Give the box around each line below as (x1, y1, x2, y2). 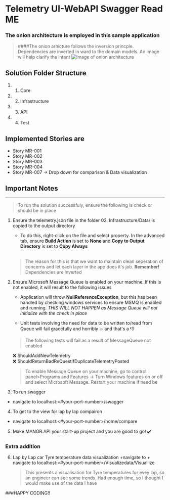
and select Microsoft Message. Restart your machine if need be (25, 379, 158, 385)
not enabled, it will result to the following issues (12, 284, 112, 290)
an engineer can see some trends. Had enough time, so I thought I (25, 475, 163, 481)
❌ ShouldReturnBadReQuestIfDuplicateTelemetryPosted (12, 358, 130, 364)
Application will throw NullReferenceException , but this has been (20, 294, 157, 300)
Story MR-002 (12, 153, 43, 159)
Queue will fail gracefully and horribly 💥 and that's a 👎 (20, 326, 135, 332)
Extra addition (5, 443, 40, 450)
